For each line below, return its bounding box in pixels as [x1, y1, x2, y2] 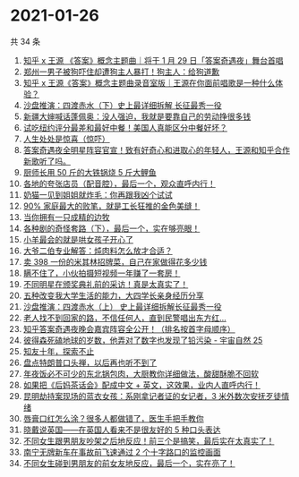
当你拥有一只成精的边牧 [22, 211, 110, 222]
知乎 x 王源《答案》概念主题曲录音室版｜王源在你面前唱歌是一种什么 [22, 77, 276, 88]
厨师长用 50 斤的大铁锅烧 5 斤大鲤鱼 [22, 166, 157, 177]
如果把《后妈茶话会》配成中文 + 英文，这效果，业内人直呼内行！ [22, 379, 261, 390]
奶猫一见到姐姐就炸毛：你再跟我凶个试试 [22, 189, 173, 200]
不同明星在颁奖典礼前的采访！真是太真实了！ [22, 278, 189, 289]
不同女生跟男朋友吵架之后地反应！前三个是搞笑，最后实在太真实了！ [22, 435, 275, 446]
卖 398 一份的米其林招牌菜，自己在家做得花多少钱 [22, 256, 208, 267]
